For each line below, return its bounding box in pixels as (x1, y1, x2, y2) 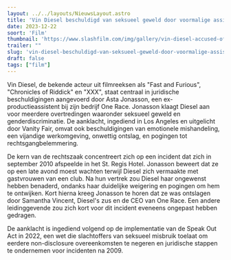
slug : (7, 49, 23, 56)
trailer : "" (7, 42, 41, 49)
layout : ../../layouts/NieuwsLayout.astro (7, 10, 131, 17)
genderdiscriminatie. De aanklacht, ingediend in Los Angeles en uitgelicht (7, 117, 215, 125)
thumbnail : (7, 36, 38, 43)
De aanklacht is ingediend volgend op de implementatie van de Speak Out (7, 224, 217, 232)
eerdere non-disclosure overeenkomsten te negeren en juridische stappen (7, 239, 218, 247)
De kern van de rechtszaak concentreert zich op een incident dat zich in (7, 152, 212, 161)
